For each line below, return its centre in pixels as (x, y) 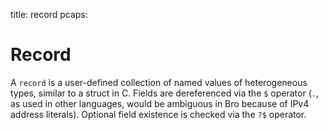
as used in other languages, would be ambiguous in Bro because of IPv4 (160, 103)
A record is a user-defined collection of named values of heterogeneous (159, 82)
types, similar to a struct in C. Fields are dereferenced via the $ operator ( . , (164, 93)
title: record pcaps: (49, 14)
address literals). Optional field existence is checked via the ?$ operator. (158, 114)
